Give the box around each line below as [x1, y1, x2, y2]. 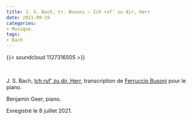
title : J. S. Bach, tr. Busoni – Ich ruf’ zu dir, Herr [6, 8, 150, 15]
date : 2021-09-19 [6, 15, 50, 21]
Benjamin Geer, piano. [6, 95, 62, 102]
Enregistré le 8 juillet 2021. [6, 107, 73, 114]
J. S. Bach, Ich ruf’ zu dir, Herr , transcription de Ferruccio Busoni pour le [6, 77, 187, 84]
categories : [6, 20, 36, 26]
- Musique [6, 25, 31, 32]
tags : [6, 32, 20, 38]
